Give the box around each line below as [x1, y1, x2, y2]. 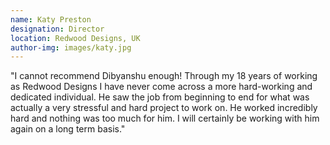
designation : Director [10, 24, 105, 34]
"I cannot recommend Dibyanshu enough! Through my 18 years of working [10, 70, 318, 82]
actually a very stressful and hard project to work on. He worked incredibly [10, 102, 318, 114]
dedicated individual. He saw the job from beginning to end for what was [10, 91, 310, 103]
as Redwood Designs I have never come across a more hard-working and [10, 81, 313, 93]
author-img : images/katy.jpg [10, 42, 132, 53]
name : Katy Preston [10, 14, 92, 25]
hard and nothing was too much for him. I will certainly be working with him [10, 112, 320, 125]
